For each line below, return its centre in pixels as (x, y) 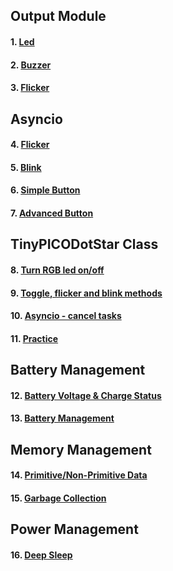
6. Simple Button (45, 190)
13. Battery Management (62, 418)
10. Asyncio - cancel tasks (66, 316)
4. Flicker (30, 145)
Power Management (74, 529)
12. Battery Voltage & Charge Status (86, 395)
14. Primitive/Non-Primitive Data (79, 475)
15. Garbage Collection (58, 498)
